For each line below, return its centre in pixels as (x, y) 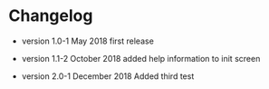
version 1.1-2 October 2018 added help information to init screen (141, 58)
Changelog (51, 16)
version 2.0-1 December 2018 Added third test (108, 76)
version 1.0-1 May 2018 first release (88, 41)
